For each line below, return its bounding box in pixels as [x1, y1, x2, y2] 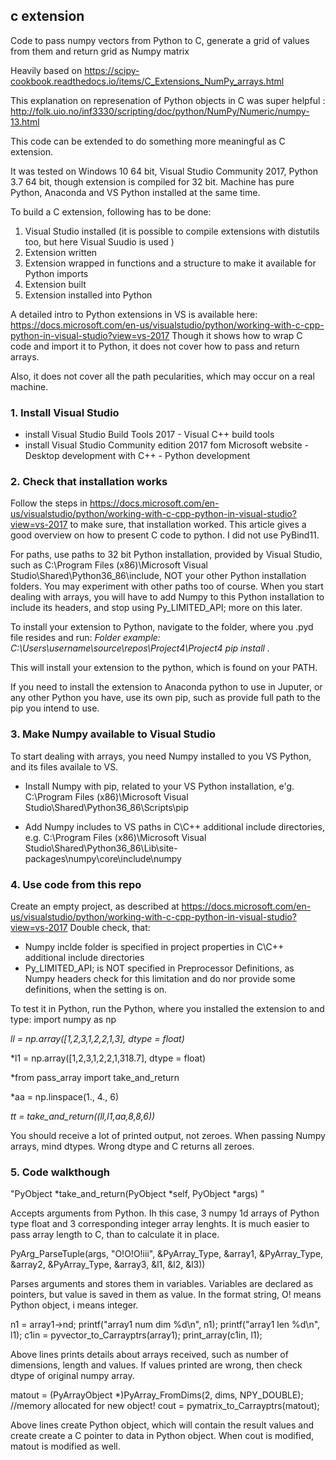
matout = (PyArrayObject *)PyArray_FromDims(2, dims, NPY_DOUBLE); [10, 1389, 304, 1401]
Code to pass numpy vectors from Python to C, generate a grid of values [10, 34, 310, 46]
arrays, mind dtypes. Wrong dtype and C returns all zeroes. [10, 1140, 255, 1152]
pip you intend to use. [10, 702, 100, 714]
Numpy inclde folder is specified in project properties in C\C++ [24, 941, 285, 953]
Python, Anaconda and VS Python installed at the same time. [10, 186, 261, 198]
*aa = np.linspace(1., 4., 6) [10, 1091, 120, 1103]
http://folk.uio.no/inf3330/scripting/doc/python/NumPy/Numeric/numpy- [10, 105, 310, 117]
